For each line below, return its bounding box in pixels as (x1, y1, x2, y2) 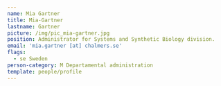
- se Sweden (13, 55, 48, 62)
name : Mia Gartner (7, 10, 60, 17)
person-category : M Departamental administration (7, 62, 154, 69)
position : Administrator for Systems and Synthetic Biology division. (7, 36, 215, 43)
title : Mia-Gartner (7, 17, 64, 24)
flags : (7, 49, 26, 56)
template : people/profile (7, 68, 82, 75)
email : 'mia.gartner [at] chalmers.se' (7, 42, 123, 49)
